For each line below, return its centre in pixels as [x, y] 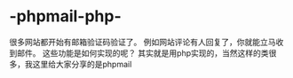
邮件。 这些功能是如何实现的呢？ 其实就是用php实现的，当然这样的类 [143, 53]
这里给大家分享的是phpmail [82, 64]
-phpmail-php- [65, 16]
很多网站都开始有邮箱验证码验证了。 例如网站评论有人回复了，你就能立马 [143, 42]
